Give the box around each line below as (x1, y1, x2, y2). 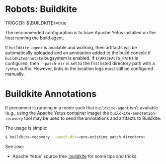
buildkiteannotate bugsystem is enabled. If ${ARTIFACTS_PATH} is (5, 55, 138, 61)
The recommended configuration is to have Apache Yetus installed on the (5, 29, 156, 35)
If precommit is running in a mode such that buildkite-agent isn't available (5, 104, 158, 110)
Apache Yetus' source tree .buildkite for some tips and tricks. (12, 153, 138, 159)
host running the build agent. (5, 35, 65, 41)
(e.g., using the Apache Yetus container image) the (5, 110, 109, 116)
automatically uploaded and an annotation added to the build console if (5, 50, 151, 56)
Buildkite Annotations (5, 88, 97, 100)
